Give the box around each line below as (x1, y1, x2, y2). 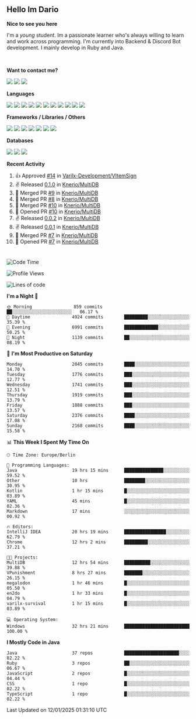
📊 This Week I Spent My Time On (6, 439, 89, 446)
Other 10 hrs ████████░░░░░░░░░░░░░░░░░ (6, 478, 190, 484)
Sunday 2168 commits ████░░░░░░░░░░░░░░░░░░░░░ (6, 423, 190, 429)
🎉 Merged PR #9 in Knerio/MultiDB (15, 189, 99, 196)
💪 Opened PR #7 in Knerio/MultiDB (15, 238, 99, 245)
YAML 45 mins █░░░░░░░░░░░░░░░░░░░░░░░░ (6, 498, 190, 504)
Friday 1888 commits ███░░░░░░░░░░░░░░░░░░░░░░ (6, 402, 190, 408)
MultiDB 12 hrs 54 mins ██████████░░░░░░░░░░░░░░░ (6, 560, 190, 566)
